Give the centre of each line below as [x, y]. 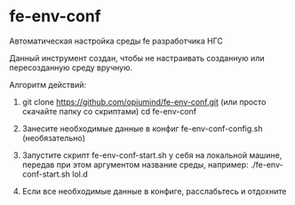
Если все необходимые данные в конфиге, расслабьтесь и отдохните [154, 191]
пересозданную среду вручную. [71, 67]
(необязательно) [54, 138]
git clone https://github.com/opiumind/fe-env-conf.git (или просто [144, 102]
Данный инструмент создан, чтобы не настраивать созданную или [137, 58]
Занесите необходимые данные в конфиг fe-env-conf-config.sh [143, 128]
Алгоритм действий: [48, 84]
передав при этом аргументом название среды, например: [135, 164]
